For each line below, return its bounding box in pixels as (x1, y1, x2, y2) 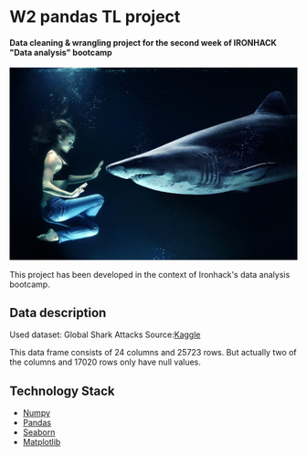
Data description (9, 304, 107, 321)
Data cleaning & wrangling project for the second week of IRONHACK (9, 37, 277, 48)
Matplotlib (22, 437, 61, 448)
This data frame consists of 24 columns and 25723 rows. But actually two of (9, 347, 297, 358)
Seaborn (22, 427, 56, 438)
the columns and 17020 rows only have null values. (9, 356, 201, 367)
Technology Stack (9, 383, 115, 398)
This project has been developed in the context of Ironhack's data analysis (9, 269, 291, 280)
